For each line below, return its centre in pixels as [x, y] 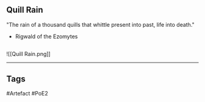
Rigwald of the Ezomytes [46, 36]
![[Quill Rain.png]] [28, 54]
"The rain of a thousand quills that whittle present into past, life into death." [101, 24]
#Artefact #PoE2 [27, 93]
